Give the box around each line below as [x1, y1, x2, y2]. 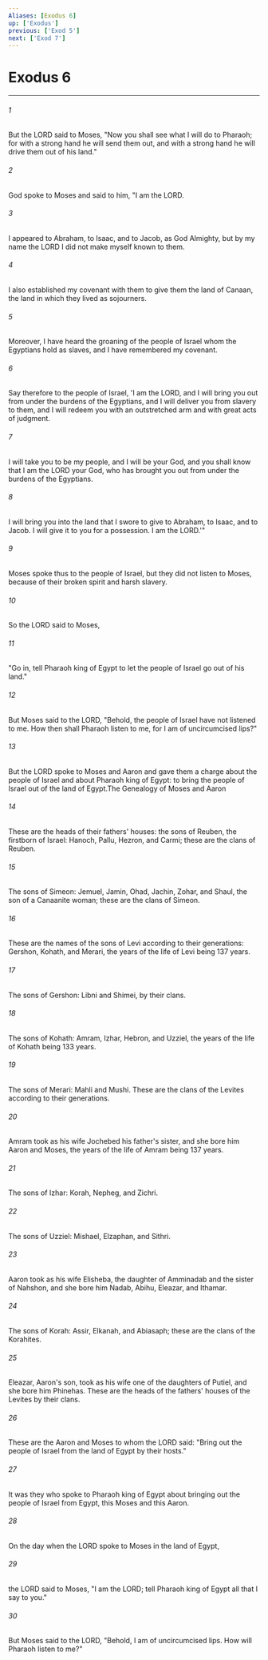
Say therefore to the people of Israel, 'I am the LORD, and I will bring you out [8, 388, 258, 398]
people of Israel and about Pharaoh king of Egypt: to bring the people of [8, 775, 245, 784]
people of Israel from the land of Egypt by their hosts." [8, 1446, 187, 1456]
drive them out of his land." [8, 147, 97, 157]
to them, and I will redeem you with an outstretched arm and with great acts [8, 405, 257, 415]
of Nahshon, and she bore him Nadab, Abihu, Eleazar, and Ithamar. [8, 1282, 227, 1293]
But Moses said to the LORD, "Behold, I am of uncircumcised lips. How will [8, 1636, 253, 1646]
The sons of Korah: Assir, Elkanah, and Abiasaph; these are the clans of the [8, 1326, 256, 1336]
